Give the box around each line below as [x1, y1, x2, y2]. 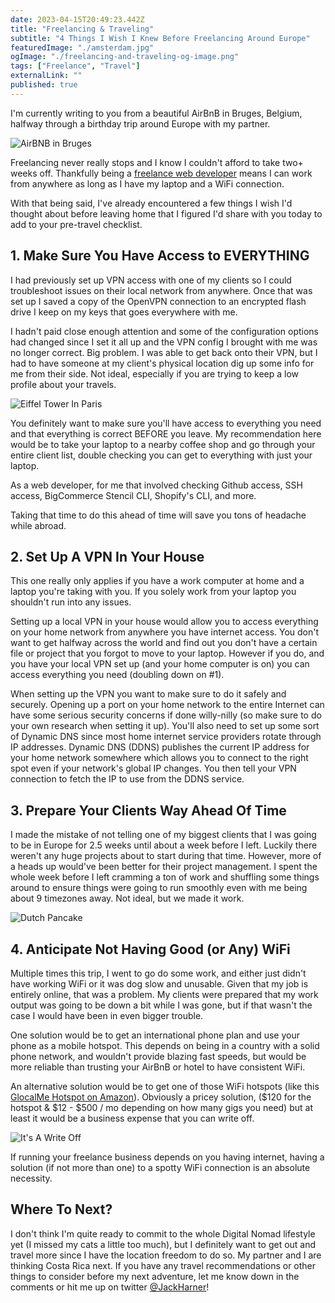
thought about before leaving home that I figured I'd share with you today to [10, 207, 323, 220]
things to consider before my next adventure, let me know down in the [10, 1270, 300, 1282]
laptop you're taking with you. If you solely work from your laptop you [10, 586, 297, 598]
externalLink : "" [10, 71, 83, 81]
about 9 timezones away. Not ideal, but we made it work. [10, 892, 245, 905]
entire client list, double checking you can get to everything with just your [10, 449, 313, 461]
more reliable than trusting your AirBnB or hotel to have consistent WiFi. [10, 1061, 306, 1073]
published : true [10, 80, 78, 90]
